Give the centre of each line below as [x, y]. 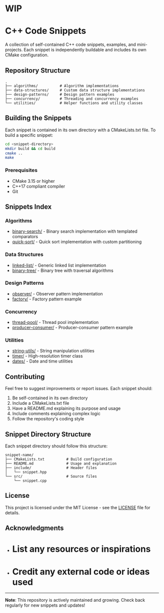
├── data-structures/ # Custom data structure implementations [75, 90]
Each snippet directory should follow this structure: [56, 446]
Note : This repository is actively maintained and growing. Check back [75, 600]
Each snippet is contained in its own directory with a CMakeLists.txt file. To [81, 130]
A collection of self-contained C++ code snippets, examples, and [71, 45]
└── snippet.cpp [31, 481]
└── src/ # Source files [51, 477]
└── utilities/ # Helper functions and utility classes [74, 103]
